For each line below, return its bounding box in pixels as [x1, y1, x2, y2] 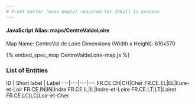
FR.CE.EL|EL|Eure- [144, 80, 190, 87]
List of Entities [6, 66, 48, 74]
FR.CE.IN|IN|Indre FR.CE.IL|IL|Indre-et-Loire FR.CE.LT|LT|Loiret [23, 86, 177, 93]
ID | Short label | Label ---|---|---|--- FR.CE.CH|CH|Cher [6, 80, 144, 87]
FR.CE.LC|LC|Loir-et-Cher [6, 92, 69, 99]
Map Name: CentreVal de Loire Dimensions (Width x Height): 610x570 [6, 40, 175, 47]
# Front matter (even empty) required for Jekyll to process [6, 8, 160, 15]
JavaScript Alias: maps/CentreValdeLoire [6, 27, 110, 34]
